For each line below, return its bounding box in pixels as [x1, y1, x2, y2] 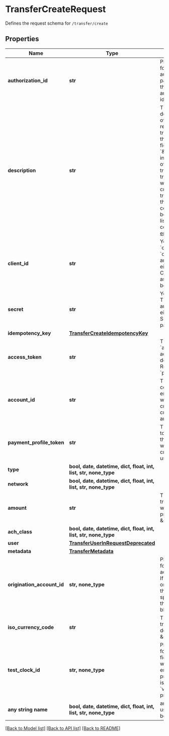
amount [8, 504, 27, 511]
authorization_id [8, 77, 48, 84]
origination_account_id [8, 581, 64, 588]
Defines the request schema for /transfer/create [5, 20, 108, 26]
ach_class [8, 528, 33, 535]
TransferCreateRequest [5, 4, 106, 15]
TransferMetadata [69, 547, 114, 555]
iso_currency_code [8, 623, 54, 630]
